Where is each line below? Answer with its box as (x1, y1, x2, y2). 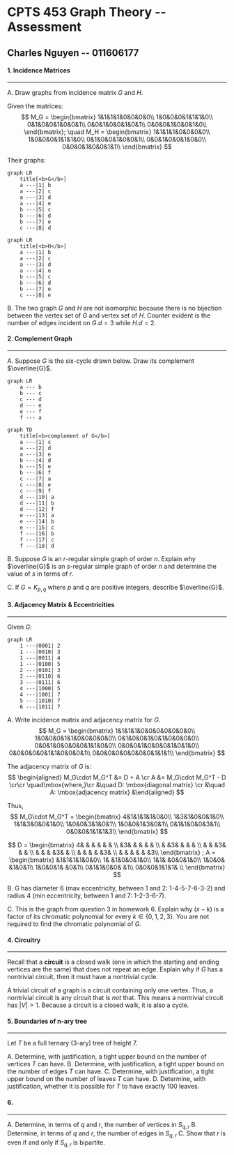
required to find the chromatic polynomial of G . (7, 919, 141, 928)
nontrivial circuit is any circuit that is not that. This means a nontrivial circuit (7, 994, 224, 1002)
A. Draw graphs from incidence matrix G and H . (7, 88, 143, 96)
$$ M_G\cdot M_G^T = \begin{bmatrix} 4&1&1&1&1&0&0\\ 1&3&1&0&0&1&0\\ (10, 812, 224, 821)
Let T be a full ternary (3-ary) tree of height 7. (7, 1039, 138, 1048)
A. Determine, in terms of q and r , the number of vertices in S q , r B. (7, 1120, 197, 1131)
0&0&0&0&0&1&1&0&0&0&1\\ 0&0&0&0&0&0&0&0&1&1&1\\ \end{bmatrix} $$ (8, 748, 226, 757)
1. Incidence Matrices (7, 66, 71, 75)
